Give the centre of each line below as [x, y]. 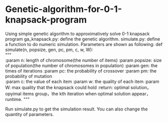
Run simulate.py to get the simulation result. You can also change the [76, 109]
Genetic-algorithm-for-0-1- [63, 9]
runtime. [14, 99]
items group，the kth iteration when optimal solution [76, 93]
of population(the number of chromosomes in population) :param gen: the [81, 65]
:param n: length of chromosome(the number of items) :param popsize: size [83, 60]
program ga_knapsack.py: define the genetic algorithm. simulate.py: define [83, 39]
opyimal [13, 93]
